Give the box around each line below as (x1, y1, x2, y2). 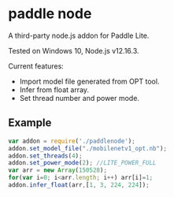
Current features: (8, 61, 65, 71)
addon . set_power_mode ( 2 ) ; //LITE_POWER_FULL (8, 159, 157, 167)
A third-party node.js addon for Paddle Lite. (8, 31, 150, 40)
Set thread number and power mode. (19, 93, 140, 102)
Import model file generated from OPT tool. (19, 76, 160, 86)
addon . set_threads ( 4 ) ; (8, 151, 83, 160)
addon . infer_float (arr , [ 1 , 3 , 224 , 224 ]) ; (8, 181, 150, 189)
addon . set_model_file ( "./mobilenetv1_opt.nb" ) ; (8, 144, 168, 152)
